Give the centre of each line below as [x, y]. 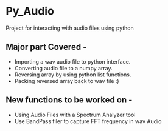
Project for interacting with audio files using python [70, 28]
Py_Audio [30, 11]
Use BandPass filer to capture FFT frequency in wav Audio [88, 121]
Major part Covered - [46, 47]
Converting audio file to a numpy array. [64, 68]
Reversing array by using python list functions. [73, 75]
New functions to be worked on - [69, 100]
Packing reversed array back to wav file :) [67, 81]
